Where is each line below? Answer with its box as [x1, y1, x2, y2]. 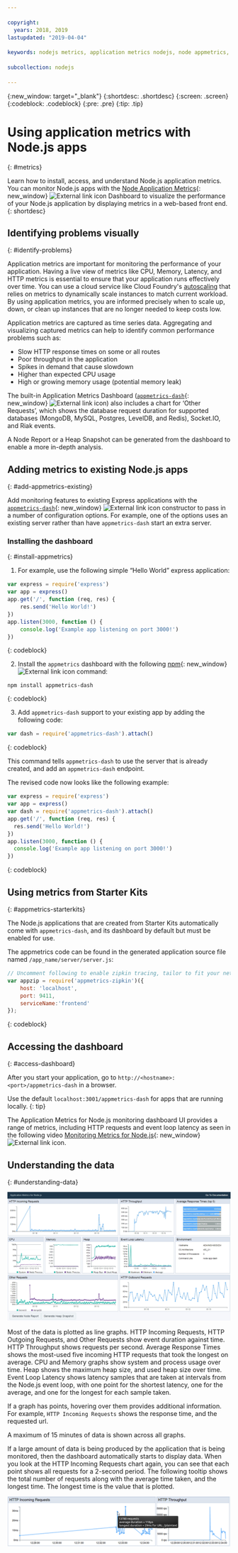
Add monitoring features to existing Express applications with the [7, 496, 198, 505]
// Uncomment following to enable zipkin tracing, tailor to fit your [7, 970, 220, 977]
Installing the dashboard [7, 537, 93, 547]
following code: [17, 715, 63, 724]
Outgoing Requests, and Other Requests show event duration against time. [7, 1335, 225, 1344]
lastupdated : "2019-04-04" [7, 34, 87, 41]
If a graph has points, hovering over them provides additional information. [7, 1402, 222, 1410]
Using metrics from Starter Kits [7, 886, 148, 898]
